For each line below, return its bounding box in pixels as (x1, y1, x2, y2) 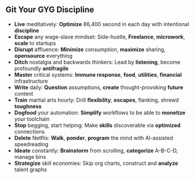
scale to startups (14, 39, 56, 46)
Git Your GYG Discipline (5, 5, 95, 15)
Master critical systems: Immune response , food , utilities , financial (14, 71, 182, 78)
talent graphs (14, 166, 47, 173)
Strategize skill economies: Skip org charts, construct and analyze (14, 159, 179, 167)
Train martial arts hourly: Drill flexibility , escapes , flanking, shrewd (14, 96, 179, 103)
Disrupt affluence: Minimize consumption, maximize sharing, (14, 46, 166, 53)
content (14, 90, 33, 97)
